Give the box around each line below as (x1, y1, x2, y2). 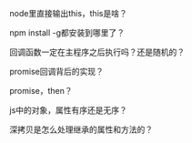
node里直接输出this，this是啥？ (9, 8, 127, 18)
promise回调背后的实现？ (9, 66, 105, 77)
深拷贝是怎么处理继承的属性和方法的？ (9, 124, 153, 135)
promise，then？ (9, 86, 73, 96)
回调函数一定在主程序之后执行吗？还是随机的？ (9, 46, 185, 57)
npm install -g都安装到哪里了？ (9, 27, 126, 38)
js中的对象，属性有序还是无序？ (9, 105, 127, 116)
